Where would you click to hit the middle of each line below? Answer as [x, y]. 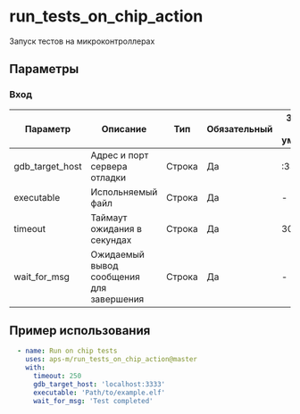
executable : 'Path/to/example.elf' [99, 393]
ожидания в [117, 228]
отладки [108, 178]
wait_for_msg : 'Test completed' [93, 401]
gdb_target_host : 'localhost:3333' [99, 384]
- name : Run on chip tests [67, 351]
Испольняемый [124, 192]
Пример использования [80, 331]
